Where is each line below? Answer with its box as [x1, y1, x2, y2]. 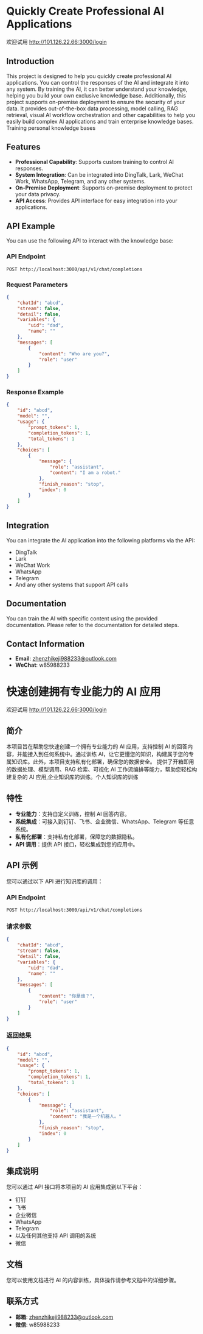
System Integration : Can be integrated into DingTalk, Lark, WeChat [15, 171, 184, 178]
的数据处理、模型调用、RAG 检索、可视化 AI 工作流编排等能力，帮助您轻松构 [6, 766, 198, 773]
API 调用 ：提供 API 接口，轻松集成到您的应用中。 [15, 841, 139, 848]
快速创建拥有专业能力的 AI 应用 [6, 684, 161, 698]
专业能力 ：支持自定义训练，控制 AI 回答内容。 [15, 811, 131, 818]
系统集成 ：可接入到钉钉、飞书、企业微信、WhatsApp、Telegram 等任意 [15, 818, 194, 825]
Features [6, 142, 41, 152]
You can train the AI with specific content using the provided [6, 614, 158, 622]
